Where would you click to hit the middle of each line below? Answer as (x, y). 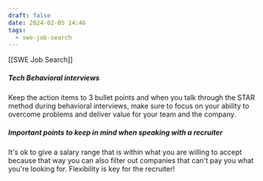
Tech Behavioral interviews (54, 78)
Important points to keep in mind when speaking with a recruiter (115, 132)
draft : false (30, 15)
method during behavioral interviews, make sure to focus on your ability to (129, 106)
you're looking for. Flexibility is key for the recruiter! (92, 169)
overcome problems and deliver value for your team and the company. (122, 114)
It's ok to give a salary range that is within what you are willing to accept (125, 152)
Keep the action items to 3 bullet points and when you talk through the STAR (131, 98)
